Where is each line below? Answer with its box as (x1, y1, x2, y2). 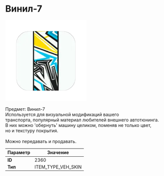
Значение (47, 150, 69, 156)
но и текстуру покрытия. (5, 127, 59, 134)
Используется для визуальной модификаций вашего (5, 111, 119, 117)
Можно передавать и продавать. (5, 138, 77, 144)
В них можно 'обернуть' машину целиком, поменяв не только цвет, (5, 122, 152, 128)
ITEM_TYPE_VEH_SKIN (34, 164, 82, 170)
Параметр (7, 150, 30, 156)
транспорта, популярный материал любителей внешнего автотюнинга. (5, 117, 159, 123)
